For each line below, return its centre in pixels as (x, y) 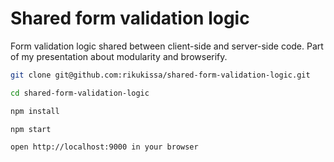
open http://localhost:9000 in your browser (104, 147)
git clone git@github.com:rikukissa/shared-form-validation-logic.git (160, 75)
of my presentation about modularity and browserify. (119, 56)
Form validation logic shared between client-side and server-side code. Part (167, 46)
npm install (35, 111)
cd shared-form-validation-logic (80, 93)
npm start (31, 129)
